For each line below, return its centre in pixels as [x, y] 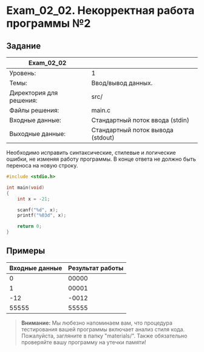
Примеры [26, 251]
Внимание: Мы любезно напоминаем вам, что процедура [97, 323]
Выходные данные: [37, 134]
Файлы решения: [34, 110]
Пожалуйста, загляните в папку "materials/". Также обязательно [104, 336]
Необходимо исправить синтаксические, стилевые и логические [91, 153]
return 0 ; [30, 226]
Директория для [34, 93]
